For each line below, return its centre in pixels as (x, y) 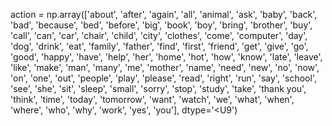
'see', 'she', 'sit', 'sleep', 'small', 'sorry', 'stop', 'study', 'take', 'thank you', (158, 88)
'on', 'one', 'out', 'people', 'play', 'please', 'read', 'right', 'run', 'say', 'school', (163, 78)
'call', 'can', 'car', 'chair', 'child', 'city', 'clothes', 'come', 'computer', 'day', (159, 35)
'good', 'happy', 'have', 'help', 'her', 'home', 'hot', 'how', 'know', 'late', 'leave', (166, 57)
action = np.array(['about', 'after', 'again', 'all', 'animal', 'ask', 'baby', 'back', (164, 14)
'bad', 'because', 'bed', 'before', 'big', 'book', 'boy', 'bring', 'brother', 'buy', (161, 25)
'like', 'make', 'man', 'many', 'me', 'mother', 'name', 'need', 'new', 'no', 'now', (165, 67)
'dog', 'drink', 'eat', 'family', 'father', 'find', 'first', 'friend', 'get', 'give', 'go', (159, 46)
